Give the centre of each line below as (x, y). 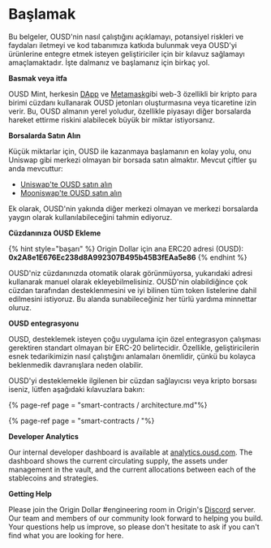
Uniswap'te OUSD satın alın (66, 184)
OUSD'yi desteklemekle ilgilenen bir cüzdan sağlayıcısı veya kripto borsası (133, 380)
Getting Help (30, 494)
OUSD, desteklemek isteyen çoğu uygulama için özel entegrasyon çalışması (135, 339)
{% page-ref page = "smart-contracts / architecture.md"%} (108, 405)
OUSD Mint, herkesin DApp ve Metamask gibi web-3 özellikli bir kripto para (133, 93)
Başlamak (42, 14)
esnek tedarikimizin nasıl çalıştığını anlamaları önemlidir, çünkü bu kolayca (132, 356)
